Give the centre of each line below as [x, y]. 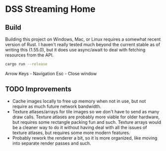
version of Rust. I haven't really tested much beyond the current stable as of [83, 45]
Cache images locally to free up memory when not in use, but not [79, 101]
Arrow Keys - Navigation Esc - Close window [51, 73]
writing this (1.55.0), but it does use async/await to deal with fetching [75, 50]
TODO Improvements [38, 89]
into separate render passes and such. [52, 143]
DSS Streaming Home [50, 9]
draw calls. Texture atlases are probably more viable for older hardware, [86, 117]
